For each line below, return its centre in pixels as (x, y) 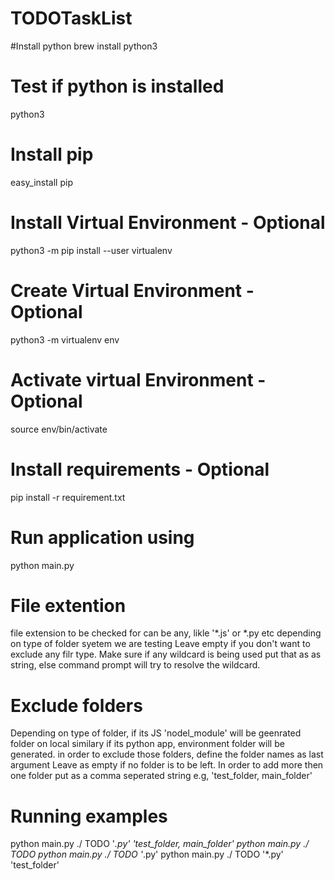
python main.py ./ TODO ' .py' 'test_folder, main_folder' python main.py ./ (160, 844)
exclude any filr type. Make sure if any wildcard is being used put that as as (166, 654)
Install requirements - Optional (140, 469)
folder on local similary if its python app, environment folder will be (147, 744)
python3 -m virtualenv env (65, 339)
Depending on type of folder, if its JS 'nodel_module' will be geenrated (156, 733)
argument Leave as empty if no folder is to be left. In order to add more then (167, 765)
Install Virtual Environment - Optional (168, 223)
